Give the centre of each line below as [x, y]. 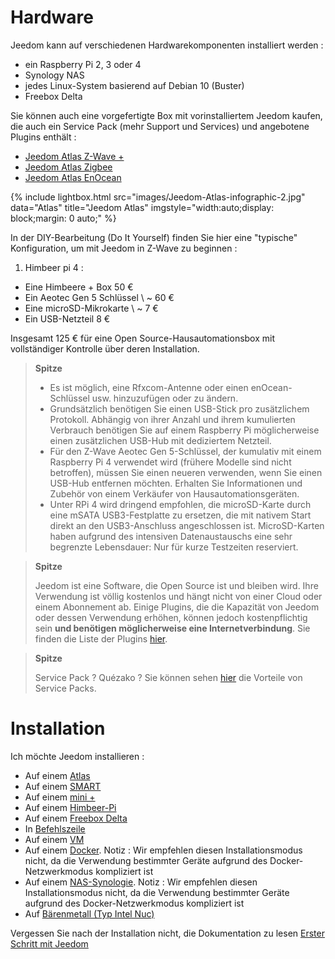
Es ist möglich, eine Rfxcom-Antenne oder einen [149, 387]
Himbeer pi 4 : [54, 267]
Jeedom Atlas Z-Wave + [74, 156]
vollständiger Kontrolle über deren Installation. [105, 348]
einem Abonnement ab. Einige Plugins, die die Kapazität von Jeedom [177, 607]
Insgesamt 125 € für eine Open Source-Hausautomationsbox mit [143, 338]
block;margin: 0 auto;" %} [63, 218]
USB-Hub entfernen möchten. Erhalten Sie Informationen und [176, 483]
